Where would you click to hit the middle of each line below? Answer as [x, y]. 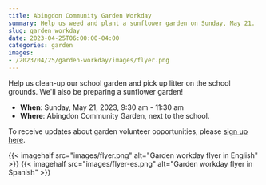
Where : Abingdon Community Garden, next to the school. [115, 115]
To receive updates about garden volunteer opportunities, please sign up [128, 131]
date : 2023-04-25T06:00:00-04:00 [64, 38]
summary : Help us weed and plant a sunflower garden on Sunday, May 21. [132, 23]
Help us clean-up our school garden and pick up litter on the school [119, 83]
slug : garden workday [44, 30]
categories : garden [41, 46]
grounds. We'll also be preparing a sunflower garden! [96, 91]
